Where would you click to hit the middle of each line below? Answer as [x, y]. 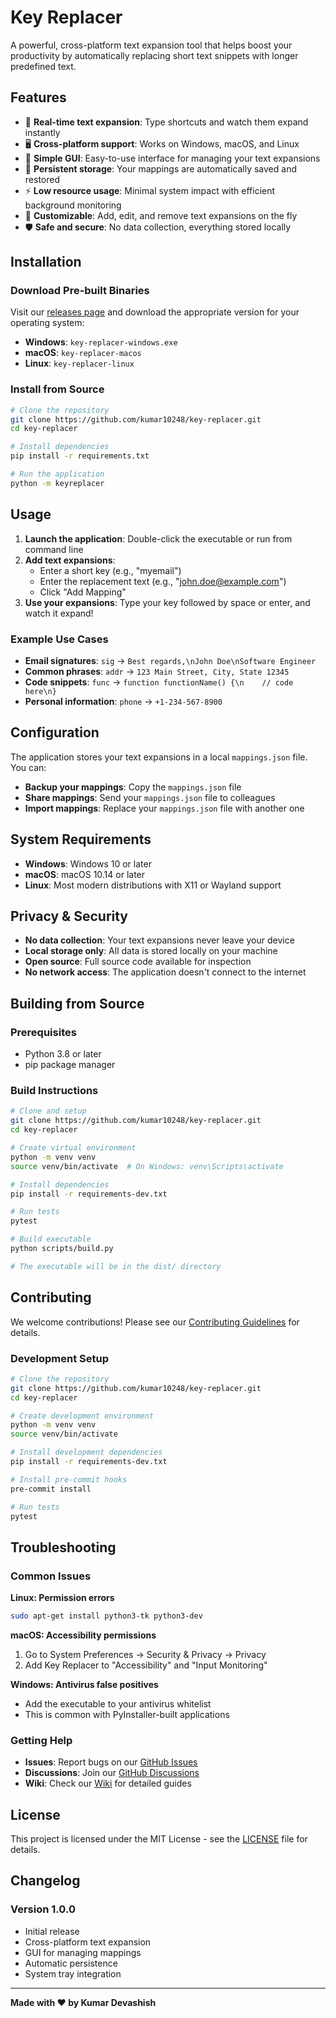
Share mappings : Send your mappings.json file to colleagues [150, 797]
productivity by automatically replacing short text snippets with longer [154, 55]
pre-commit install [51, 1489]
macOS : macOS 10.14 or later [85, 874]
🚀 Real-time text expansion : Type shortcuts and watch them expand [166, 122]
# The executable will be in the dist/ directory [116, 1266]
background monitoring [73, 205]
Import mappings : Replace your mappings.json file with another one [164, 808]
